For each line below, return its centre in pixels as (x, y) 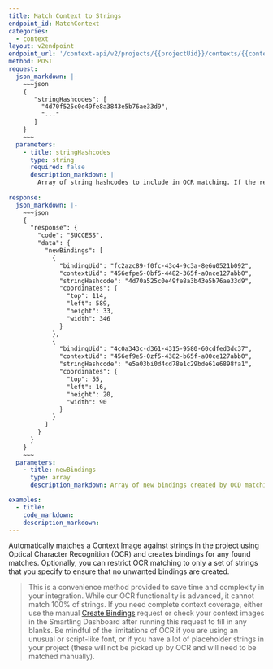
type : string (52, 160)
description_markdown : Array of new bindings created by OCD (136, 485)
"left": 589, (89, 304)
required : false (57, 168)
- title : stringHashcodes (67, 152)
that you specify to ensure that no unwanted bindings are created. (119, 571)
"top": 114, (87, 296)
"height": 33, (90, 311)
